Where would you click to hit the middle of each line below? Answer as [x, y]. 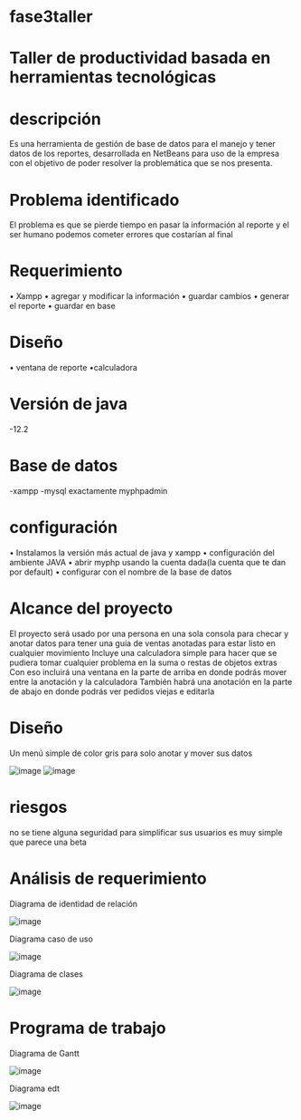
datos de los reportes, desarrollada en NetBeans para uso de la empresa [145, 154]
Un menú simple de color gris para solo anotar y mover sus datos [131, 753]
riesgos [38, 807]
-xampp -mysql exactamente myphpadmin [89, 491]
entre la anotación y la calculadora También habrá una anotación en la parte [151, 681]
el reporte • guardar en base [62, 306]
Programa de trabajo [88, 1028]
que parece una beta [48, 842]
